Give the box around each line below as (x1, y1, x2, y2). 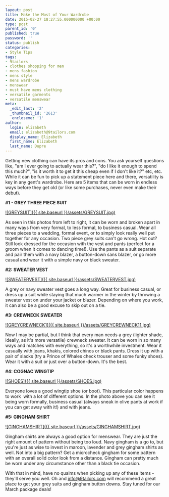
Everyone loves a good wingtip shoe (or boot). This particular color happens (5, 388, 164, 394)
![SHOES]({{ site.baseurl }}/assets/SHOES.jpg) (5, 378, 102, 384)
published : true (5, 31, 39, 36)
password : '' (5, 36, 33, 41)
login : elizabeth (10, 125, 46, 130)
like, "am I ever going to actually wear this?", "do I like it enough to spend (5, 163, 157, 169)
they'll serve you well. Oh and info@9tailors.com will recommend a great (5, 476, 156, 481)
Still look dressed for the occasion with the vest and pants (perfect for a (5, 241, 155, 247)
